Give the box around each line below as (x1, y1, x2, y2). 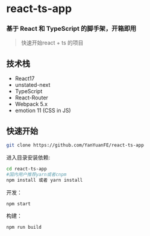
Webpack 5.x (14, 101, 48, 108)
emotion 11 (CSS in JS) (14, 107, 71, 114)
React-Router (14, 94, 48, 101)
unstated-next (14, 81, 51, 88)
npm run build (6, 225, 42, 231)
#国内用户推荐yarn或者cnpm (6, 171, 67, 178)
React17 (14, 75, 35, 82)
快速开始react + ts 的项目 (20, 39, 84, 46)
